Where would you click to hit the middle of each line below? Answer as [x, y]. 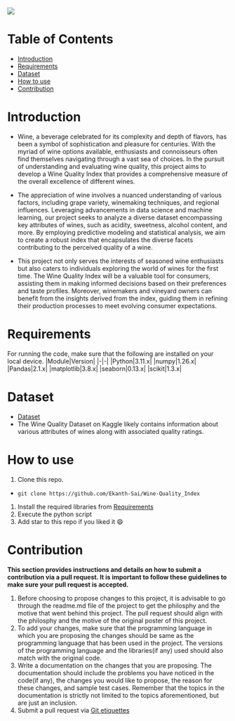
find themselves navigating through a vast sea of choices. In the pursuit [121, 159]
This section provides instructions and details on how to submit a [105, 569]
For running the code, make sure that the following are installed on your [110, 354]
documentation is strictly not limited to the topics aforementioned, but [118, 695]
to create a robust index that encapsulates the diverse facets [105, 240]
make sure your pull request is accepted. [68, 585]
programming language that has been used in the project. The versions [120, 643]
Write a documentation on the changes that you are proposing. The [114, 665]
